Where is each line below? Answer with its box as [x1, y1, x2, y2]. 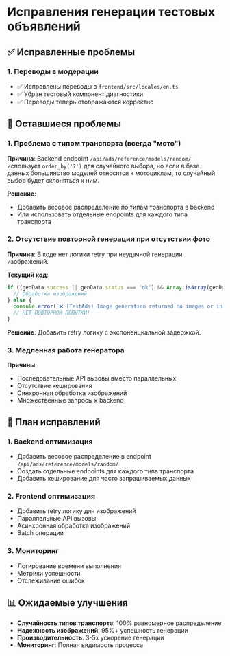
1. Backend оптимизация [7, 437, 93, 446]
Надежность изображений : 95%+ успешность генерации [16, 626, 188, 634]
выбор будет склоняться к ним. [7, 176, 100, 184]
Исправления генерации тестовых [7, 4, 216, 20]
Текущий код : [7, 271, 49, 279]
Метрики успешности [16, 569, 81, 577]
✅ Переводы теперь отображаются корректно [16, 98, 154, 106]
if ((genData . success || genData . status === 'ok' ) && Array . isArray [7, 284, 207, 291]
